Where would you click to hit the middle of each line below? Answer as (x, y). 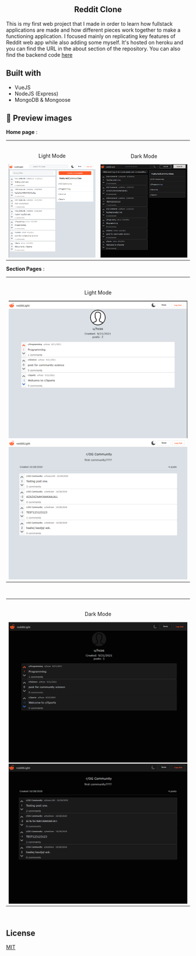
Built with (24, 73)
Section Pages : (25, 269)
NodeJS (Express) (36, 94)
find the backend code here (39, 54)
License (21, 933)
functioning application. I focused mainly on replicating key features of (91, 36)
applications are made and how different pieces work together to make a (93, 30)
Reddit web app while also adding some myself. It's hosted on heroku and (95, 42)
